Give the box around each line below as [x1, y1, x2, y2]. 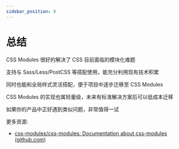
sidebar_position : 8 [6, 8, 57, 15]
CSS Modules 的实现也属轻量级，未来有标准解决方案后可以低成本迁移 [6, 93, 174, 100]
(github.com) [14, 136, 46, 143]
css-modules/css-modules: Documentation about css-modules [14, 130, 167, 137]
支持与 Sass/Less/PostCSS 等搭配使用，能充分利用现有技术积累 [6, 68, 159, 75]
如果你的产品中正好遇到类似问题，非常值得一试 [6, 106, 119, 113]
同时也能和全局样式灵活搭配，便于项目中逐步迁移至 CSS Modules [6, 81, 163, 88]
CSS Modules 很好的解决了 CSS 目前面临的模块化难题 [6, 56, 136, 63]
